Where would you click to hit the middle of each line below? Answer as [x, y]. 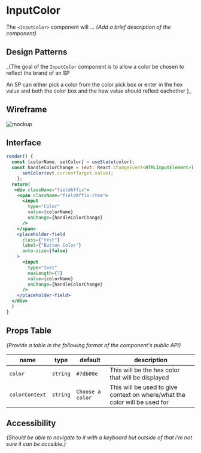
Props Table [29, 331]
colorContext [28, 394]
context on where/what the [147, 394]
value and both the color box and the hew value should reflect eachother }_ [99, 91]
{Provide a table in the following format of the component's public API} [94, 345]
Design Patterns [37, 52]
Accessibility [31, 423]
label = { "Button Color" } [52, 246]
